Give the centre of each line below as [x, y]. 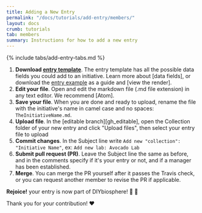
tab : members [23, 35]
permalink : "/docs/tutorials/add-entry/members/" [71, 18]
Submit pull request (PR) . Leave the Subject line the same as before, [102, 154]
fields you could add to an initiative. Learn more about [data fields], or [103, 76]
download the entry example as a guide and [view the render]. [93, 82]
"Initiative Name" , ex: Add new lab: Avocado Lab [77, 147]
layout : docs [23, 23]
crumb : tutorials [28, 29]
